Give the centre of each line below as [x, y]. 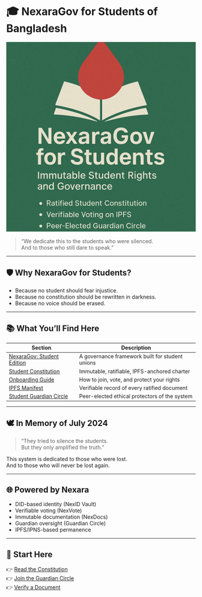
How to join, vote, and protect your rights [130, 379]
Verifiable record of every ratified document [133, 388]
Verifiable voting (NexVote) [48, 511]
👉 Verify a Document [33, 587]
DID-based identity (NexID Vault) [56, 504]
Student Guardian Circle [38, 396]
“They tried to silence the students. [64, 441]
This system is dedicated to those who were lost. [67, 459]
